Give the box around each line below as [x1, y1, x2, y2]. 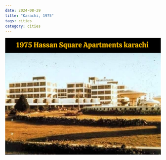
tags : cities [5, 18, 32, 23]
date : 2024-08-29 [5, 8, 41, 13]
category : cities [5, 24, 41, 29]
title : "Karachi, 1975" [5, 13, 54, 18]
